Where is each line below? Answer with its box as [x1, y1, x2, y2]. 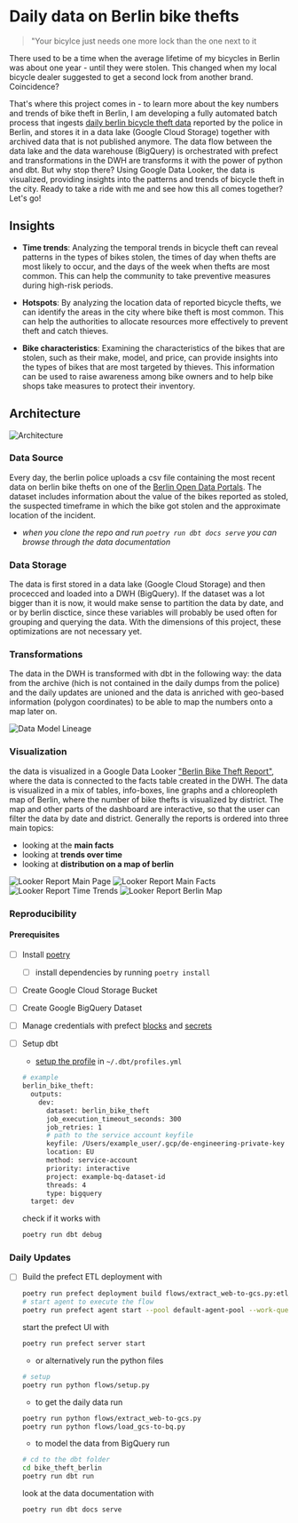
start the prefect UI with [21, 1322, 109, 1333]
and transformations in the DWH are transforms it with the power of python [9, 155, 284, 165]
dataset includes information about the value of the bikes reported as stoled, [9, 490, 289, 501]
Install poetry [21, 949, 71, 960]
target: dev [30, 1197, 74, 1206]
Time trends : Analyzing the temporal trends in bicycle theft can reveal [21, 242, 278, 252]
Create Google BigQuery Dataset [21, 1002, 143, 1014]
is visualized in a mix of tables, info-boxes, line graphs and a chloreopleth [9, 785, 278, 795]
